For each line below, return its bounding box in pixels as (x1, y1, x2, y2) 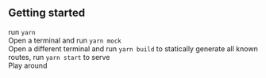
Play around (8, 61, 48, 70)
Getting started (8, 6, 86, 20)
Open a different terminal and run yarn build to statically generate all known (8, 43, 258, 54)
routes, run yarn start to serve (8, 52, 110, 61)
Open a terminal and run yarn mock (8, 35, 121, 45)
